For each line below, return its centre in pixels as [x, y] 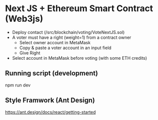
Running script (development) [52, 73]
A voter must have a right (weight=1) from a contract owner [72, 37]
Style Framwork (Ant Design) [50, 100]
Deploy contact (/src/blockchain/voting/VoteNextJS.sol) [68, 32]
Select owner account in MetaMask [55, 42]
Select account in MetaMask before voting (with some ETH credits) [79, 58]
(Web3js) [24, 19]
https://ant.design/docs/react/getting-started [50, 112]
